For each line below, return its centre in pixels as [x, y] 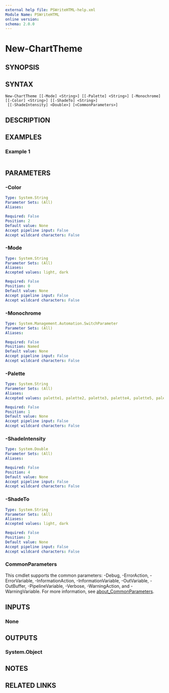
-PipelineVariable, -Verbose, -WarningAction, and [78, 586]
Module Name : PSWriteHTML [32, 15]
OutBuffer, [16, 586]
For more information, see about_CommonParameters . [98, 591]
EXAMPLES [23, 137]
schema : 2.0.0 [20, 24]
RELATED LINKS [31, 686]
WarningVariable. [23, 591]
